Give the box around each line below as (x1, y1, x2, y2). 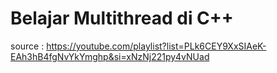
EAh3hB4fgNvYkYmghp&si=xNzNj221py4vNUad (10, 50, 210, 62)
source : (10, 40, 45, 52)
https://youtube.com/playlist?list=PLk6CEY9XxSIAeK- (46, 40, 267, 52)
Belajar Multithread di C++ (10, 7, 234, 30)
